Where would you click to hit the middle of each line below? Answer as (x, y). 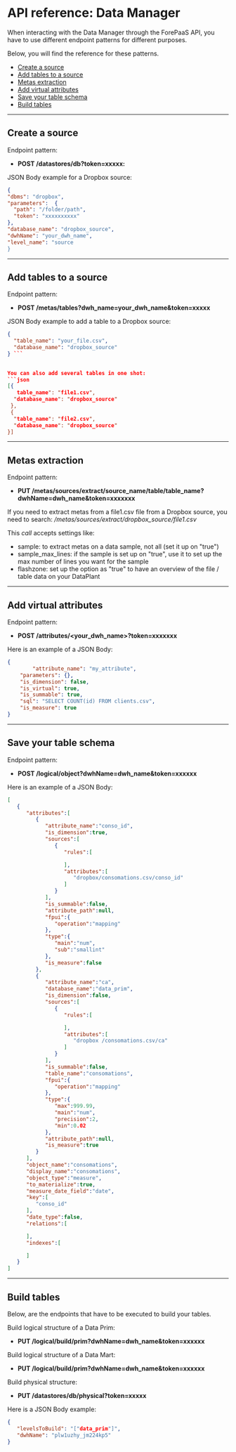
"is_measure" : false (73, 963)
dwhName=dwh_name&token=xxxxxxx (76, 498)
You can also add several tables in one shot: (77, 373)
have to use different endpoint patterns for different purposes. (97, 39)
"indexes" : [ (43, 1243)
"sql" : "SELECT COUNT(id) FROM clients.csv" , (88, 701)
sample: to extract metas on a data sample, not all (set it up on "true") (118, 547)
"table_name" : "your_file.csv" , (61, 341)
